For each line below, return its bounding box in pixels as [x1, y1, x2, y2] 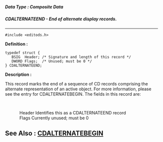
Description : [5, 71, 32, 77]
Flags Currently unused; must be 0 [19, 115, 89, 121]
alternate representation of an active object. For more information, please [5, 86, 152, 92]
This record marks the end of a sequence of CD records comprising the [5, 81, 148, 87]
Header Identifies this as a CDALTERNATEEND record [19, 110, 126, 116]
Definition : [5, 41, 28, 47]
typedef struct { [5, 51, 40, 56]
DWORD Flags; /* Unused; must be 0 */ [11, 59, 92, 64]
